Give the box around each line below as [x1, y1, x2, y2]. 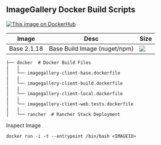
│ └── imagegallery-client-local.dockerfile [6, 91, 123, 96]
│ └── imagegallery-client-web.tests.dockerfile [6, 101, 134, 107]
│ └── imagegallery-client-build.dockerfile [6, 80, 123, 86]
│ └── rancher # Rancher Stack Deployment [6, 111, 120, 117]
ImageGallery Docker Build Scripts [6, 5, 136, 15]
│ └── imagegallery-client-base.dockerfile [6, 70, 120, 76]
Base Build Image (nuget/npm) [49, 44, 134, 53]
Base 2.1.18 [9, 44, 43, 53]
